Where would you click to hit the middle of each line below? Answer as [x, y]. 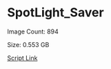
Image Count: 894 [33, 31]
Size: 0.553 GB [28, 44]
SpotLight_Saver [56, 13]
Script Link [22, 58]
